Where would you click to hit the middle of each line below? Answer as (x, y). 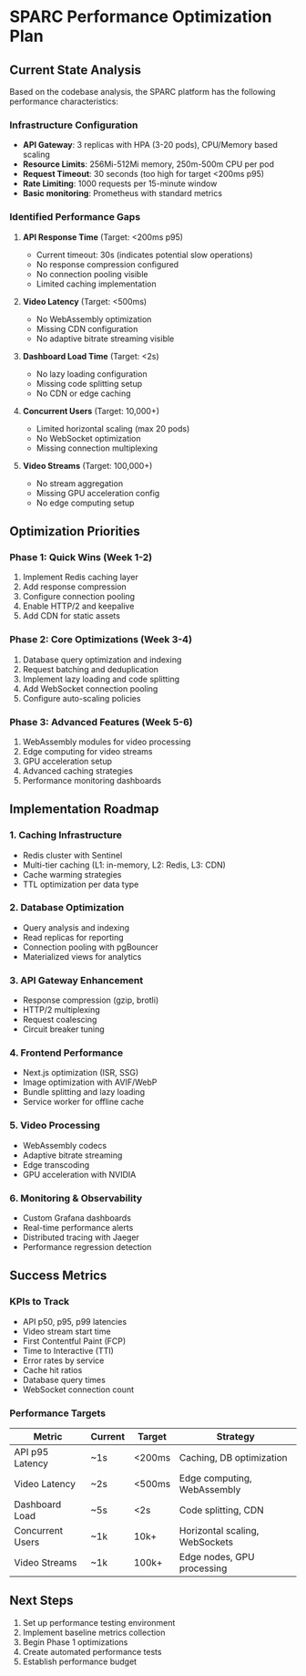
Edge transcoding (56, 1164)
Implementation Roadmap (84, 809)
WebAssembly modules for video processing (107, 742)
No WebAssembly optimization (94, 319)
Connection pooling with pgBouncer (90, 947)
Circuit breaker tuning (63, 1029)
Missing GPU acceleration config (98, 493)
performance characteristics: (64, 101)
